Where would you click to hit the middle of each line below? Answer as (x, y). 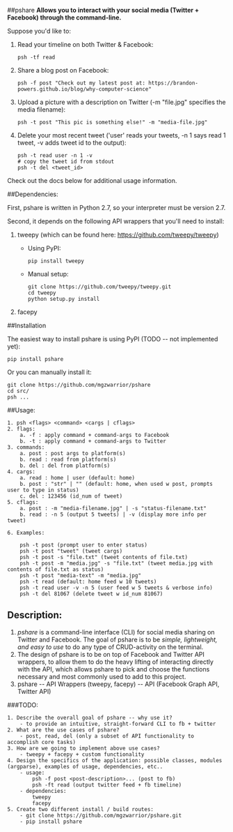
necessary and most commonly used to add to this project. (102, 676)
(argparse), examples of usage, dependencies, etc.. (85, 766)
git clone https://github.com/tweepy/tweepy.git (99, 287)
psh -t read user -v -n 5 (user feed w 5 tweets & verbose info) (116, 588)
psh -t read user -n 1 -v (55, 156)
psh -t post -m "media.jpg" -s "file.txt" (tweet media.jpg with (116, 563)
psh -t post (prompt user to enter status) (84, 545)
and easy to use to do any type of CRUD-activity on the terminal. (110, 647)
